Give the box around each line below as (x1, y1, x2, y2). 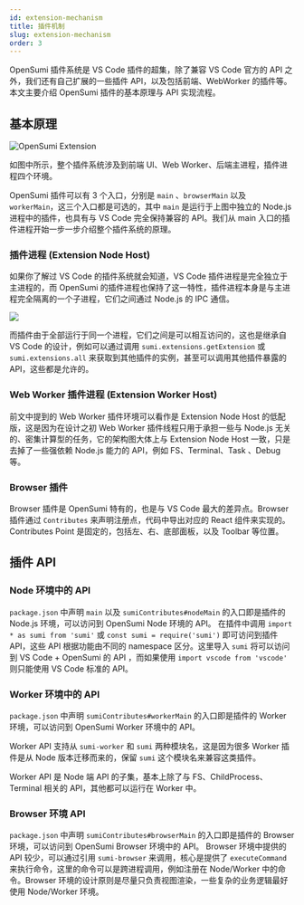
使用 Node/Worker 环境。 (9, 886, 104, 897)
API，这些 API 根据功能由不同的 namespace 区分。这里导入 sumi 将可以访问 (9, 640, 290, 652)
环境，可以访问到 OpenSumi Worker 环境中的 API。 (9, 721, 201, 732)
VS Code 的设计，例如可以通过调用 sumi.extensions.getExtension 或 (9, 341, 266, 352)
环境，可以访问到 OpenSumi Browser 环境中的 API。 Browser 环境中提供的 (9, 841, 287, 852)
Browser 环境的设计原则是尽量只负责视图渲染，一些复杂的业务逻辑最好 (24, 875, 289, 886)
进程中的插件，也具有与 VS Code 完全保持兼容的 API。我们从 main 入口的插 (9, 213, 290, 224)
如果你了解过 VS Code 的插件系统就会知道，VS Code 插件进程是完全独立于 (9, 271, 288, 281)
